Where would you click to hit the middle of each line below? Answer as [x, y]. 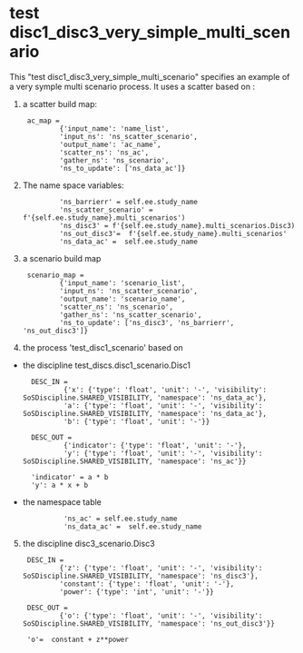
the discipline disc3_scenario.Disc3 [89, 543]
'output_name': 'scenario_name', [122, 299]
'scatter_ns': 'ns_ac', [104, 153]
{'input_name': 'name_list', [114, 129]
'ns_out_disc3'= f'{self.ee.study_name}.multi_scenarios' [173, 233]
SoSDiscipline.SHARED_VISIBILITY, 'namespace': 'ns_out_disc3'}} [148, 623]
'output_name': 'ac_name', [110, 144]
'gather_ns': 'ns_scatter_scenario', [131, 315]
